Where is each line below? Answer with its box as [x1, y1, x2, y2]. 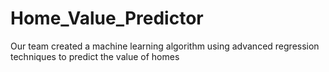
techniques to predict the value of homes [10, 50, 180, 62]
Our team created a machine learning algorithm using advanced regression [10, 40, 320, 52]
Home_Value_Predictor [10, 7, 204, 30]
